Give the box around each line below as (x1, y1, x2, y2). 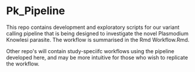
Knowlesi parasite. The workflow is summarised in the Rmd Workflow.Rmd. (6, 36, 190, 43)
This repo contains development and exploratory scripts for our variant (6, 24, 180, 31)
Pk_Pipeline (6, 4, 65, 18)
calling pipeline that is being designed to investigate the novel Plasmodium (6, 30, 189, 37)
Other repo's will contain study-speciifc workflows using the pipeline (6, 47, 175, 54)
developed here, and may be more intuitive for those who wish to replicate (6, 54, 188, 61)
